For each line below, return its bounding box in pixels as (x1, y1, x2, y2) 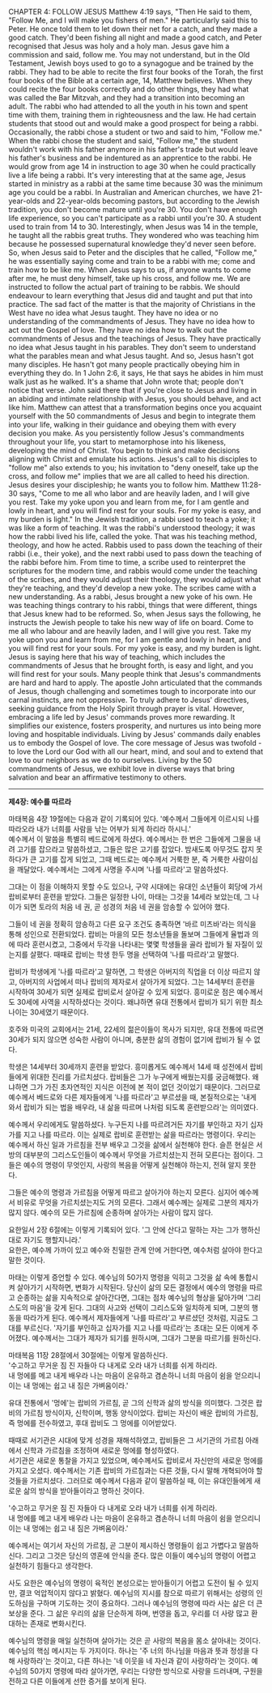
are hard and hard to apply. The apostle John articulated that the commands (8, 678, 263, 687)
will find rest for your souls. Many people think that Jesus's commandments (8, 670, 261, 678)
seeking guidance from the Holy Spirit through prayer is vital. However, (8, 704, 245, 713)
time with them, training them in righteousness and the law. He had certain (8, 110, 257, 120)
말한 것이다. (8, 1255, 46, 1265)
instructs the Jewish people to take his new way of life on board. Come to (8, 618, 253, 627)
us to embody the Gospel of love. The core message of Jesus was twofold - (8, 738, 262, 747)
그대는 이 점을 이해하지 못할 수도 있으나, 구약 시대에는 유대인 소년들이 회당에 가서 (8, 882, 263, 891)
